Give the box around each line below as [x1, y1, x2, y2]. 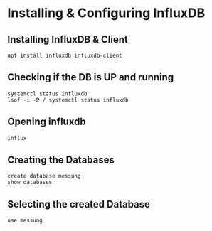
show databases [7, 179, 53, 186]
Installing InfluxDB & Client [7, 33, 128, 45]
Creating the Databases [7, 154, 115, 166]
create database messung [7, 173, 81, 180]
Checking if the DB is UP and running [7, 71, 174, 83]
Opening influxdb [7, 116, 87, 128]
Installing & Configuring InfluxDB [7, 5, 206, 21]
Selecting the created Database [7, 198, 151, 210]
